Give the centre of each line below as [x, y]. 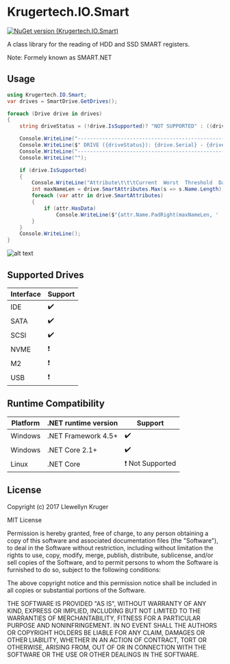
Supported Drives [46, 275]
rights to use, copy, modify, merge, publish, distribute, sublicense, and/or [110, 555]
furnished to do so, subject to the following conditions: [84, 569]
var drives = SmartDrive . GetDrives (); [62, 101]
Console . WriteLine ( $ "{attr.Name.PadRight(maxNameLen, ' [137, 214]
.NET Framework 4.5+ [82, 436]
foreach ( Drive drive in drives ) [55, 114]
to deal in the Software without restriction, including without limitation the [110, 548]
